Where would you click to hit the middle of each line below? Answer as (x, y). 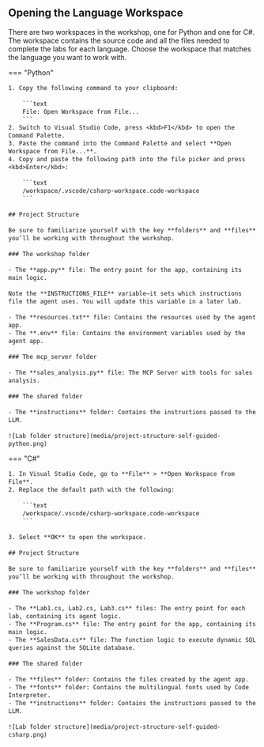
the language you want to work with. (68, 57)
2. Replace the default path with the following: (92, 489)
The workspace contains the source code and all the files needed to (119, 40)
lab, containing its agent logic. (65, 616)
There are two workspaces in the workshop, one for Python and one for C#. (132, 32)
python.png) (28, 443)
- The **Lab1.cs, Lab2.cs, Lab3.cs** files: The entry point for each (127, 608)
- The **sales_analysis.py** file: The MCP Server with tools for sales (130, 372)
